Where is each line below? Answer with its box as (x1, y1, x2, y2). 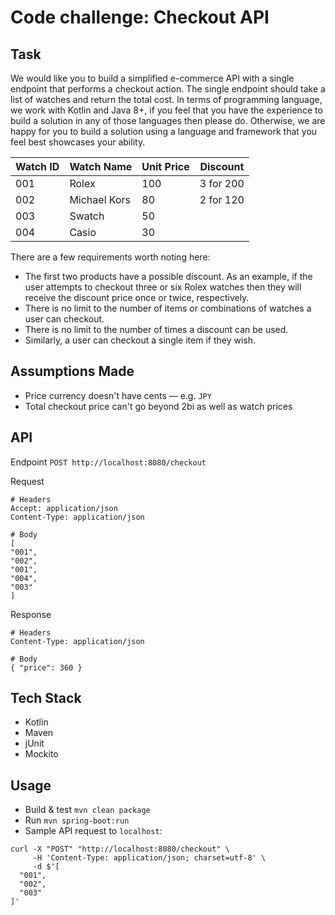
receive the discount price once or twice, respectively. (24, 292, 250, 303)
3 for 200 (199, 177, 245, 190)
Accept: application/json (10, 503, 118, 513)
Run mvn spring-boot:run (24, 814, 130, 826)
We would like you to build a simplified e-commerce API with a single (10, 72, 295, 84)
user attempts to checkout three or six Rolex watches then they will (24, 281, 302, 293)
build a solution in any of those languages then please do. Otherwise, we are (10, 115, 326, 126)
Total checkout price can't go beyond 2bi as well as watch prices (24, 400, 293, 412)
